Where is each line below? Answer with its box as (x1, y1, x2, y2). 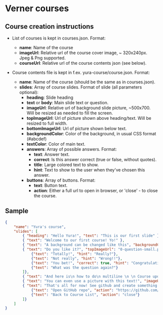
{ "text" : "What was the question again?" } (31, 265, 118, 270)
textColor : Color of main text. (26, 141, 86, 147)
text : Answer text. (33, 151, 70, 157)
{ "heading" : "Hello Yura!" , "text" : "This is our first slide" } (22, 233, 160, 239)
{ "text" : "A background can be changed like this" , (22, 242, 131, 247)
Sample (5, 207, 29, 215)
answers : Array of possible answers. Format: (26, 147, 117, 152)
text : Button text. (33, 183, 68, 188)
